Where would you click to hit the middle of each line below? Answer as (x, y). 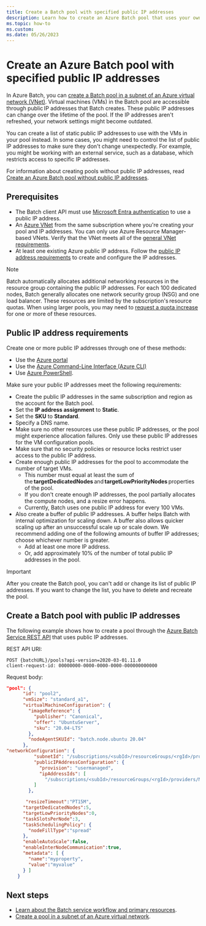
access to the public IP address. (56, 455)
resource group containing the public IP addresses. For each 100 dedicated (101, 287)
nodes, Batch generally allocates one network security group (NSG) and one (103, 294)
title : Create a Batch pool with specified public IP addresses (90, 12)
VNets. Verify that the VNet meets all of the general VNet (105, 237)
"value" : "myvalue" (52, 865)
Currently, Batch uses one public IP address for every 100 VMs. (104, 507)
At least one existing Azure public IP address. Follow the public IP (98, 251)
